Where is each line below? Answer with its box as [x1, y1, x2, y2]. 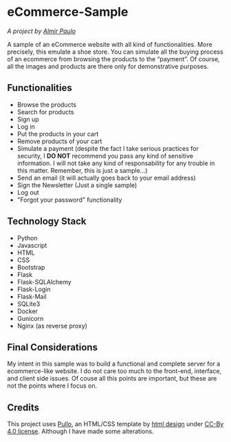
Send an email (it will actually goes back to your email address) [16, 173, 196, 182]
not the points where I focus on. [7, 381, 98, 390]
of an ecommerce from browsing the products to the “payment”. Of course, [7, 54, 220, 63]
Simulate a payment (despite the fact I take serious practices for [16, 144, 199, 152]
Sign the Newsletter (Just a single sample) [16, 180, 137, 189]
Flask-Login [16, 285, 51, 293]
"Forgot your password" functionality [16, 196, 122, 204]
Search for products [16, 107, 74, 116]
